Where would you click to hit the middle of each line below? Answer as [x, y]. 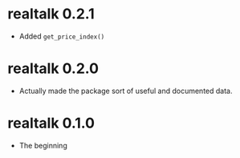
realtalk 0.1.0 [51, 123]
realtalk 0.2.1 [51, 14]
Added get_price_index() [62, 36]
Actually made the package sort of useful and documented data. [126, 91]
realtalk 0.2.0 [53, 69]
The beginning [43, 145]
